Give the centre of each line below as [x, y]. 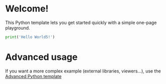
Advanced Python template [33, 76]
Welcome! [27, 9]
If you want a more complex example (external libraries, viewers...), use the [83, 71]
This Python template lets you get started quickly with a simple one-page [81, 22]
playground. [18, 27]
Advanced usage [41, 57]
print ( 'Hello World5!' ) [30, 37]
